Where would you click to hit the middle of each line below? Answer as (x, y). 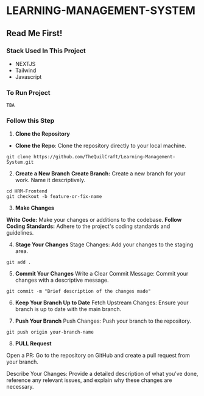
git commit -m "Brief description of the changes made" (79, 291)
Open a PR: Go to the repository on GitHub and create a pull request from (98, 356)
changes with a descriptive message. (62, 280)
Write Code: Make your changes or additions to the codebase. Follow (94, 220)
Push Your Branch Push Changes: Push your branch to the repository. (103, 321)
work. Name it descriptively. (50, 180)
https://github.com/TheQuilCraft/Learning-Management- (104, 157)
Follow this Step (30, 121)
